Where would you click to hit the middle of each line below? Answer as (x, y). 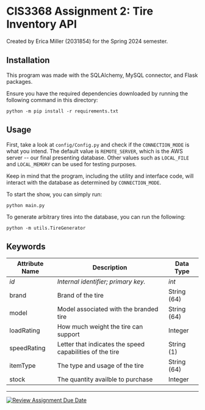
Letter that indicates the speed (101, 345)
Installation (28, 60)
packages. (20, 81)
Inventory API (42, 24)
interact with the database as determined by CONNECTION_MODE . (84, 182)
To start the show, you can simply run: (54, 194)
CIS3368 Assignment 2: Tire (80, 11)
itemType (23, 366)
